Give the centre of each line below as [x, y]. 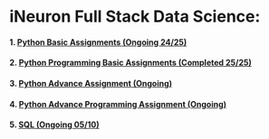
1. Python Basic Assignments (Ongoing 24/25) [98, 42]
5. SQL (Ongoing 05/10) [54, 125]
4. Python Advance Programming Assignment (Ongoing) [118, 104]
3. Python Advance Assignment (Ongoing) [91, 83]
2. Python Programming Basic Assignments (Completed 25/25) [130, 63]
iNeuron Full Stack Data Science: [135, 17]
